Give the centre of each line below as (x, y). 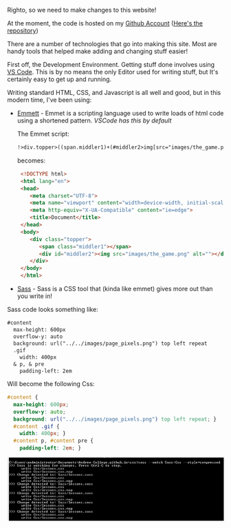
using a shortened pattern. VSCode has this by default (94, 120)
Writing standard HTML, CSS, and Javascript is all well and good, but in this (114, 93)
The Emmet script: (43, 134)
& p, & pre (29, 364)
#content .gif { (36, 426)
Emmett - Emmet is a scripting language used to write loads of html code (120, 113)
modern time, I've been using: (49, 100)
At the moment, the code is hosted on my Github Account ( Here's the (105, 23)
